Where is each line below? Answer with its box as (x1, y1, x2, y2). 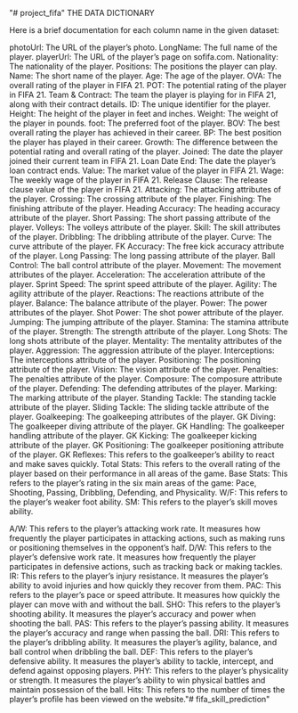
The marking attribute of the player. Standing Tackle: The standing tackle (9, 392, 278, 403)
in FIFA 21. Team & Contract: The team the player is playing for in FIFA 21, (9, 89, 277, 100)
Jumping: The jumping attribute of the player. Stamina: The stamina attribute (9, 316, 289, 327)
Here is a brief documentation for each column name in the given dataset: (9, 25, 280, 35)
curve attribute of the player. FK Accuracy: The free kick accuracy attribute (9, 241, 285, 251)
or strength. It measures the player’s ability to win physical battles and (9, 675, 266, 685)
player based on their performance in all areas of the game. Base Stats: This (9, 468, 288, 479)
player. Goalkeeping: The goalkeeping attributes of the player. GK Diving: (9, 412, 276, 422)
